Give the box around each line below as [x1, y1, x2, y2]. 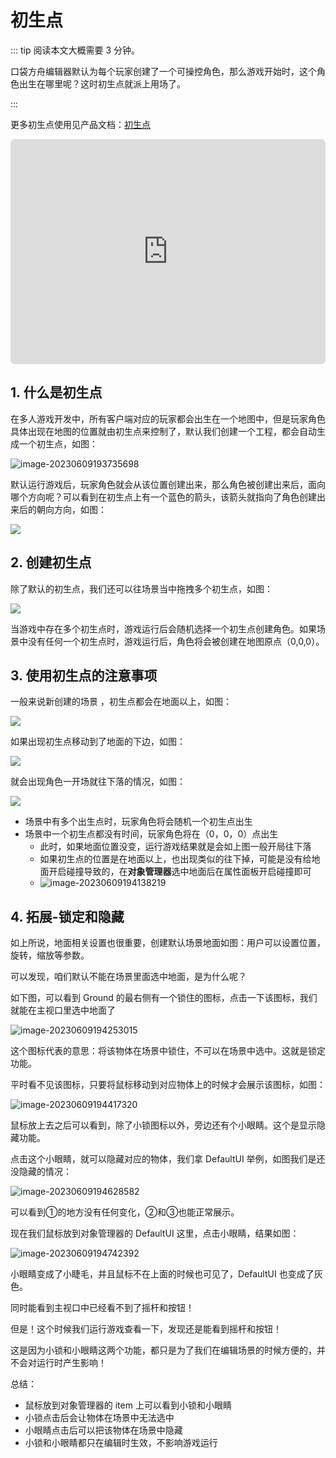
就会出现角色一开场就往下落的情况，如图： [10, 776, 186, 788]
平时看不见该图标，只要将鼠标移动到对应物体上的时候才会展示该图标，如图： [10, 1079, 326, 1091]
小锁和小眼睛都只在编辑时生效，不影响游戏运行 [24, 1437, 218, 1449]
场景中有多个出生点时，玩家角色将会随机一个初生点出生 [24, 816, 253, 828]
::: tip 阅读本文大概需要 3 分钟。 [10, 44, 141, 56]
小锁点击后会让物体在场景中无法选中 [24, 1412, 175, 1424]
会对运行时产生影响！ [18, 1357, 107, 1369]
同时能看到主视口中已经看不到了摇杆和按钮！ [10, 1302, 195, 1314]
